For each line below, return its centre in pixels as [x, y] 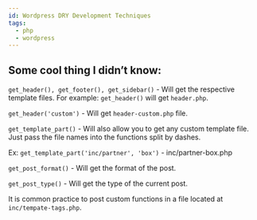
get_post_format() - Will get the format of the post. [92, 168]
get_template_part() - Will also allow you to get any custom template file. [128, 129]
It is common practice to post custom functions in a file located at [116, 199]
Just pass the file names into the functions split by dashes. [105, 137]
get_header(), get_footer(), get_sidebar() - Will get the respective [122, 89]
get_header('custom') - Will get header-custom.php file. [98, 113]
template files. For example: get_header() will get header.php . [109, 98]
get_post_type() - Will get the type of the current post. [98, 183]
